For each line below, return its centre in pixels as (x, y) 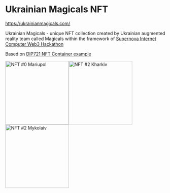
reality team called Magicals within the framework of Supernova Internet (81, 39)
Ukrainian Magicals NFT (57, 9)
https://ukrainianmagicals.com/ (38, 23)
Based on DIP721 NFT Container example (48, 54)
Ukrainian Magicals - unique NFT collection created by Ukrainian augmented (85, 33)
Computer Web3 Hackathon (35, 44)
